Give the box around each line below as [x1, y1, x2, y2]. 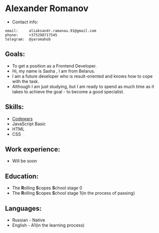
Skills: [5, 103, 24, 111]
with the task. [12, 78, 40, 84]
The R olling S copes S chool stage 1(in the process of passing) [12, 190, 135, 196]
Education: [5, 172, 39, 180]
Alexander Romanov [5, 3, 89, 14]
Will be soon [12, 158, 37, 164]
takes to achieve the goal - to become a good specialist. [12, 88, 125, 95]
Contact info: [12, 19, 38, 25]
